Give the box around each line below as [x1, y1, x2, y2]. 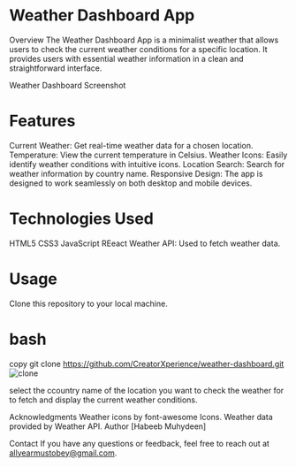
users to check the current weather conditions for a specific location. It [9, 43, 268, 54]
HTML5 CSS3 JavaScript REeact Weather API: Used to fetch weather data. [9, 238, 281, 249]
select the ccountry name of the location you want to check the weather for [9, 385, 285, 395]
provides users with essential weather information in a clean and [9, 53, 245, 64]
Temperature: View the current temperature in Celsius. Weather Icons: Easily [9, 149, 288, 160]
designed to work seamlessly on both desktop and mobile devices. [9, 178, 253, 188]
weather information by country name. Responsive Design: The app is [9, 168, 263, 179]
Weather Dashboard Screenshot [9, 80, 126, 90]
